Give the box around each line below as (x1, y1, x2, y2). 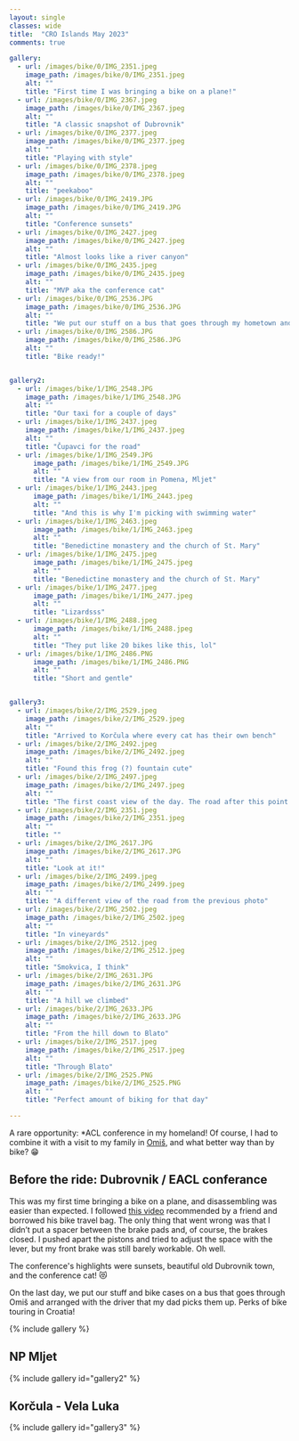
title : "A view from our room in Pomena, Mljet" (32, 476, 217, 484)
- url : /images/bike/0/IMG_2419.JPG (17, 195, 153, 204)
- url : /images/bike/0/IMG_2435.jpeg (17, 261, 158, 270)
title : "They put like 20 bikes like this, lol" (32, 640, 217, 650)
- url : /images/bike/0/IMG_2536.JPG (17, 294, 153, 303)
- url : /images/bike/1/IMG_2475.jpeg (17, 550, 158, 559)
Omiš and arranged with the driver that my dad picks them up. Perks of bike (9, 1297, 287, 1307)
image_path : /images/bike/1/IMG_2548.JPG (25, 393, 181, 402)
